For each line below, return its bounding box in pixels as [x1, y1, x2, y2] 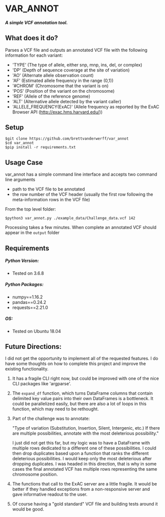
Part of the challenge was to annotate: [12, 415, 90, 422]
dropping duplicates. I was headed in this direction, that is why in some [12, 461, 157, 467]
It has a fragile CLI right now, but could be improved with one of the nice [12, 375, 159, 381]
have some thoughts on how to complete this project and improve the [5, 361, 146, 367]
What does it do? [5, 34, 58, 42]
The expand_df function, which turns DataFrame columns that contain [12, 390, 153, 396]
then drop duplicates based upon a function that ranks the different [12, 450, 149, 456]
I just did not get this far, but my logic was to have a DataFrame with [12, 440, 150, 446]
